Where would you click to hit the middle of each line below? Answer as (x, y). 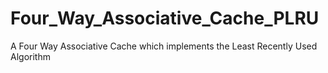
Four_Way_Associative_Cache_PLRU (165, 18)
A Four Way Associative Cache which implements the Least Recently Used (164, 46)
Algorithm (30, 56)
